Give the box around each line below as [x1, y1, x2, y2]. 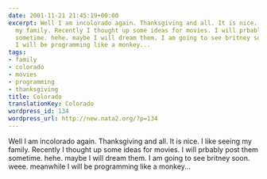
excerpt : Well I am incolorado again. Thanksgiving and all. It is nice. [8, 19, 258, 27]
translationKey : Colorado [8, 100, 94, 108]
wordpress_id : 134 [8, 108, 69, 116]
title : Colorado [8, 93, 62, 101]
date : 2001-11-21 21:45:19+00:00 [8, 11, 119, 20]
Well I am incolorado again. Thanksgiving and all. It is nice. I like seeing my [8, 136, 253, 146]
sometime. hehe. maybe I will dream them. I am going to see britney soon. [8, 153, 250, 162]
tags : [8, 48, 26, 56]
